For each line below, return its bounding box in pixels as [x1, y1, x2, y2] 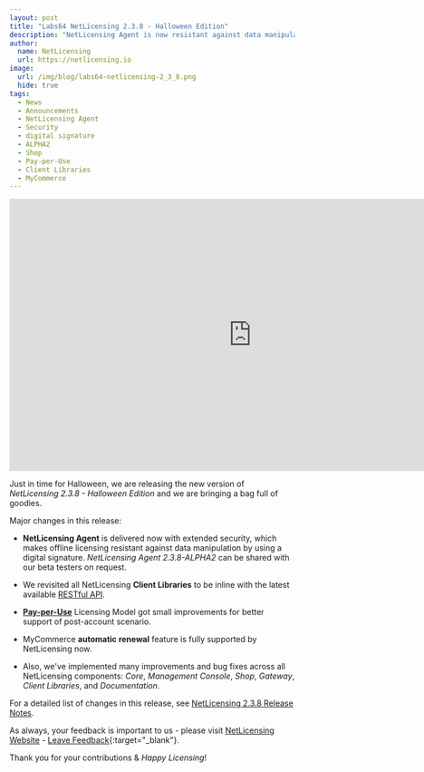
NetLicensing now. [22, 643, 92, 654]
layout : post [9, 13, 59, 23]
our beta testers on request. [22, 562, 127, 572]
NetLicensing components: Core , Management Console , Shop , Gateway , [22, 670, 295, 681]
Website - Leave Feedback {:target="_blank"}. [9, 735, 179, 746]
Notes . [9, 708, 34, 718]
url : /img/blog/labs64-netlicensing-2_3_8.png [17, 73, 197, 82]
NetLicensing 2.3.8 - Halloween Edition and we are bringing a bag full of [9, 488, 279, 499]
